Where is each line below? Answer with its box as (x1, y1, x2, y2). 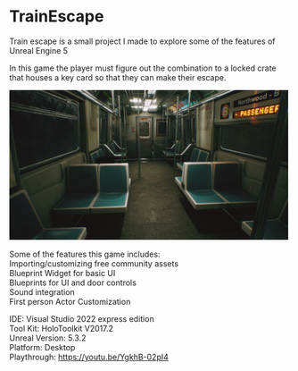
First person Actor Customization (9, 297, 131, 308)
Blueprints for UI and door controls (9, 277, 137, 288)
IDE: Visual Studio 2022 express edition (9, 314, 154, 325)
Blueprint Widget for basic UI (9, 268, 116, 279)
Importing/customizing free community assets (9, 258, 179, 269)
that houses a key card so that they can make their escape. (9, 72, 227, 82)
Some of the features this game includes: (9, 249, 161, 260)
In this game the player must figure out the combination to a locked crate (9, 63, 277, 73)
